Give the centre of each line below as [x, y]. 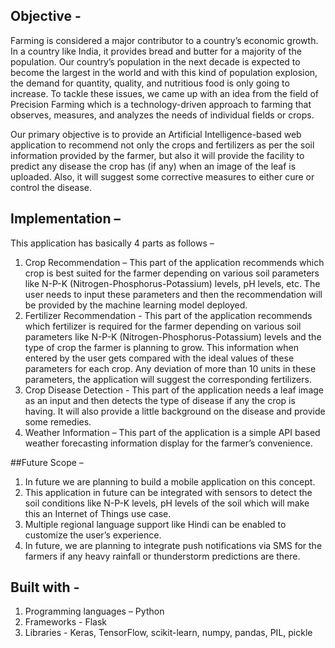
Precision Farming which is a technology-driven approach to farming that [161, 104]
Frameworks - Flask [66, 622]
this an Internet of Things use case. [98, 513]
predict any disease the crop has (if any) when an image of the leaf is [153, 166]
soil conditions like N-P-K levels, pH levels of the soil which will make [167, 503]
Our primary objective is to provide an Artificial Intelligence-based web [156, 134]
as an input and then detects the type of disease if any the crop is [160, 400]
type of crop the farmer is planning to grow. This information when [161, 347]
